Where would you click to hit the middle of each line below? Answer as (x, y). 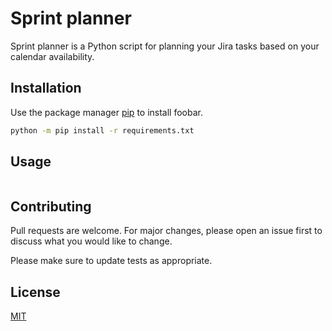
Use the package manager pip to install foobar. (106, 112)
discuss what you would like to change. (91, 241)
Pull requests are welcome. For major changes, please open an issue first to (166, 231)
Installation (46, 88)
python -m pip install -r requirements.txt (102, 130)
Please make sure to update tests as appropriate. (111, 261)
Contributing (51, 206)
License (35, 292)
